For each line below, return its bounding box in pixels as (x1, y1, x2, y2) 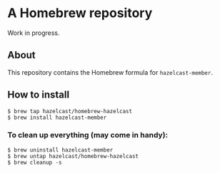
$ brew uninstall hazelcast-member (7, 146, 114, 154)
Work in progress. (7, 28, 60, 37)
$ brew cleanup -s (7, 159, 62, 166)
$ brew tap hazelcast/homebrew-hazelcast (7, 108, 133, 115)
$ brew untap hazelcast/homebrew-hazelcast (7, 152, 139, 159)
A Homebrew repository (7, 5, 153, 21)
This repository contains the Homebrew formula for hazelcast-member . (7, 68, 213, 76)
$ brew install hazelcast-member (7, 114, 107, 121)
